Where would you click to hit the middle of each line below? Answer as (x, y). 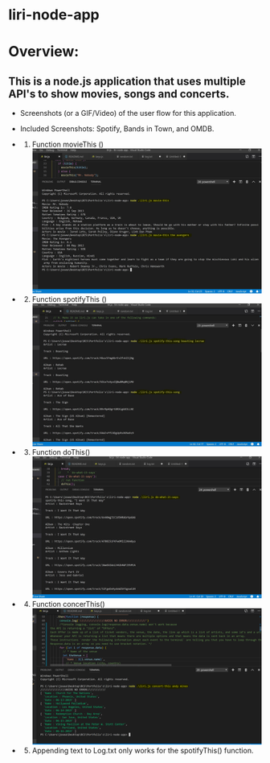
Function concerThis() (69, 604)
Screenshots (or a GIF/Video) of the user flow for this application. (128, 113)
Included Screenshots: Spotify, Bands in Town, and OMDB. (117, 129)
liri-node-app (54, 15)
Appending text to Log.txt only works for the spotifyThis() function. (143, 751)
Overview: (44, 52)
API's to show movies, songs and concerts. (119, 94)
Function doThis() (61, 452)
